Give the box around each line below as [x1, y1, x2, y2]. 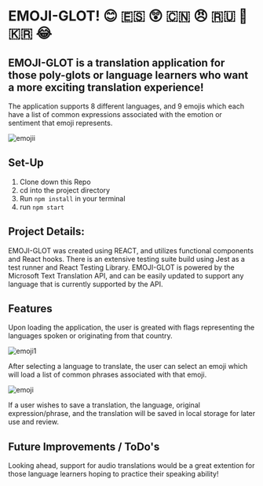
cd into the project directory [19, 185, 111, 195]
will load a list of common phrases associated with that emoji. [8, 370, 207, 380]
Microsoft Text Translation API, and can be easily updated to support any [8, 271, 244, 280]
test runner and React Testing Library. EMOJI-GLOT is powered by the [8, 263, 235, 272]
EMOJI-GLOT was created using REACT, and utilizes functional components [8, 245, 254, 255]
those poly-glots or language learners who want [8, 68, 249, 82]
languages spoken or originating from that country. [8, 331, 173, 341]
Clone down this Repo [19, 177, 92, 186]
